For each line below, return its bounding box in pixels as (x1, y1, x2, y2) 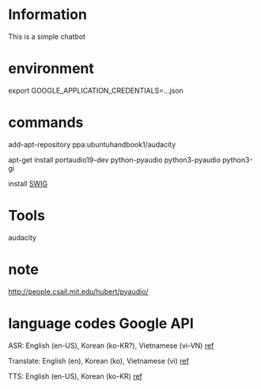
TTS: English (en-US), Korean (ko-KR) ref (8, 371, 142, 381)
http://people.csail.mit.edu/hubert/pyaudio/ (8, 287, 149, 296)
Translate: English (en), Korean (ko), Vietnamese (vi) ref (8, 356, 190, 365)
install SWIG (8, 178, 48, 188)
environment (8, 59, 95, 78)
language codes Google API (8, 315, 194, 332)
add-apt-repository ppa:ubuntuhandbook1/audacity (8, 139, 176, 149)
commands (8, 113, 84, 132)
